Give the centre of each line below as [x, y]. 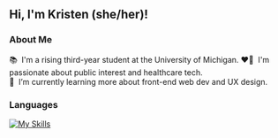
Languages [34, 104]
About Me [31, 40]
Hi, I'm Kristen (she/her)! [79, 15]
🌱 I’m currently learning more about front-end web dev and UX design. [139, 81]
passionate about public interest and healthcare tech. [106, 72]
